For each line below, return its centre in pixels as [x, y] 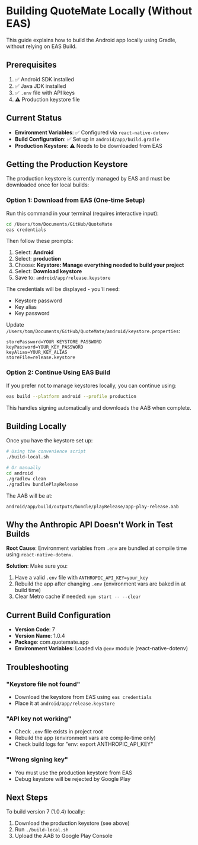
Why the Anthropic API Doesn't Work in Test [90, 525]
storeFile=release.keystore [41, 357]
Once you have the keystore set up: [49, 441]
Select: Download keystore [48, 271]
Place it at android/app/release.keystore [65, 703]
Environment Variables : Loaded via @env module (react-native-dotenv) [101, 648]
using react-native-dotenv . [39, 555]
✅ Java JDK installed [40, 86]
